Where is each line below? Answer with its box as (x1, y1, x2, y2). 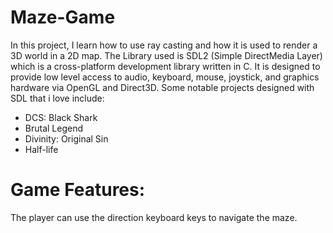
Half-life (24, 143, 59, 155)
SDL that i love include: (10, 92, 105, 104)
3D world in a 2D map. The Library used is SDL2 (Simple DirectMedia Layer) (10, 49, 323, 61)
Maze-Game (10, 6, 116, 29)
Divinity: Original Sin (24, 132, 109, 145)
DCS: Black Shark (24, 111, 98, 123)
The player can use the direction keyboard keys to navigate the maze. (10, 211, 298, 223)
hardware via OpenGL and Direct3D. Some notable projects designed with (10, 81, 315, 93)
